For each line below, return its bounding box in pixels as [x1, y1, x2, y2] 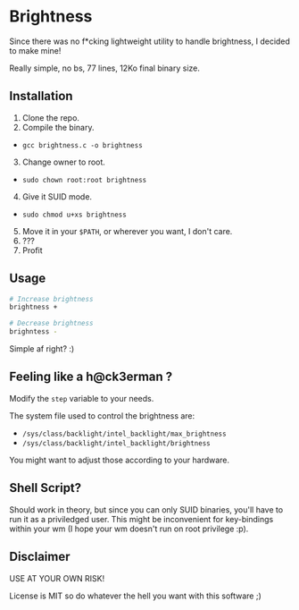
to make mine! [9, 45, 62, 55]
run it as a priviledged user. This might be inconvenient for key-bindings [9, 513, 274, 524]
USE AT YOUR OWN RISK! [9, 572, 105, 583]
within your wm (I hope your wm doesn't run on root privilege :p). [9, 523, 249, 534]
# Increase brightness [9, 294, 94, 303]
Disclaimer [9, 549, 71, 564]
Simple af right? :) [9, 343, 75, 354]
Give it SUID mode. [21, 191, 92, 202]
